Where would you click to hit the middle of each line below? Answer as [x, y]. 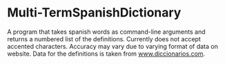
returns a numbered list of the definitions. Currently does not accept [104, 39]
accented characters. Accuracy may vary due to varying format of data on [113, 46]
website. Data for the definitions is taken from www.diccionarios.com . [106, 54]
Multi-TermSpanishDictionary [94, 13]
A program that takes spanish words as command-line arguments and [106, 32]
